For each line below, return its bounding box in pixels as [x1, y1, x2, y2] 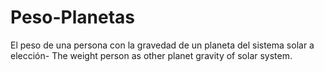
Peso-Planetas [10, 6, 135, 29]
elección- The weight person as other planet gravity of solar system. [10, 49, 293, 61]
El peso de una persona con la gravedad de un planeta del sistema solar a [10, 39, 315, 51]
